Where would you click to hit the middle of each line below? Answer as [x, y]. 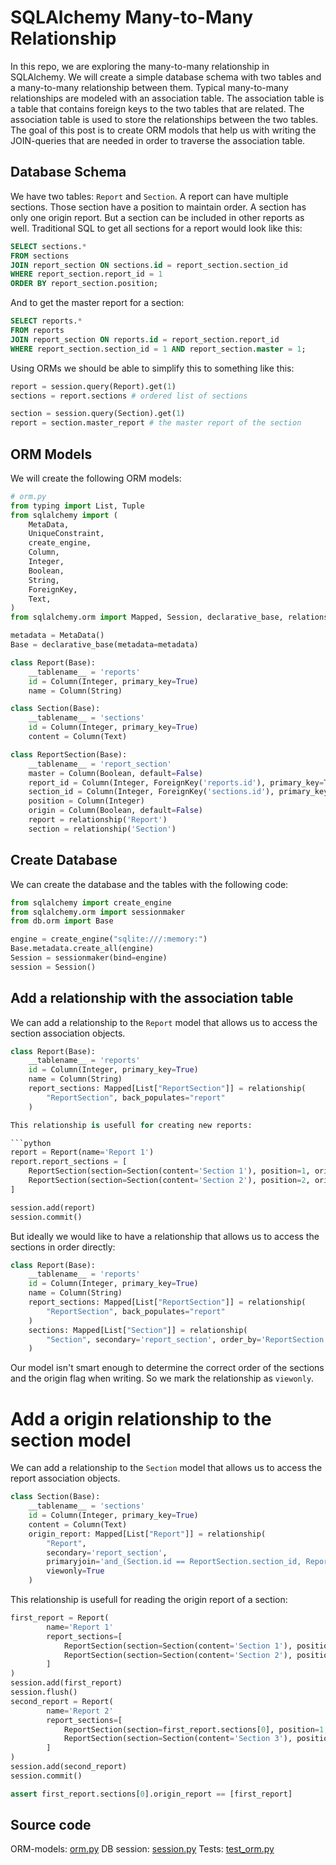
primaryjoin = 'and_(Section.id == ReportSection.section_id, [174, 1562]
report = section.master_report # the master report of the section [156, 423]
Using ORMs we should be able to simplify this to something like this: [152, 368]
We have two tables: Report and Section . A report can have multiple [149, 196]
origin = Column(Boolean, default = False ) [115, 811]
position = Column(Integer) [86, 801]
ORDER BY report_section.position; [84, 284]
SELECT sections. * [48, 246]
